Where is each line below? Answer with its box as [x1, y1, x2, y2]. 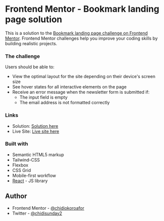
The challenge [5, 53, 40, 59]
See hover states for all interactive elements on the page [12, 84, 127, 90]
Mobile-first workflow [12, 172, 56, 178]
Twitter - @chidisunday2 [12, 210, 62, 216]
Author [5, 192, 27, 200]
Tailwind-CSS [12, 157, 40, 163]
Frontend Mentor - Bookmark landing [5, 3, 160, 15]
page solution [5, 14, 62, 25]
